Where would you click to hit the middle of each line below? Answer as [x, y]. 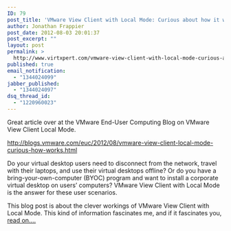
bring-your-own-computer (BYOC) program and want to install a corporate [113, 178]
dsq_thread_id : [29, 97]
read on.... [22, 220]
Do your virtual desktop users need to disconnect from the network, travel [112, 163]
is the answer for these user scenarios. [62, 192]
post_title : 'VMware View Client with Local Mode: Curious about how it [113, 20]
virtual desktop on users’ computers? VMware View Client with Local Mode [113, 185]
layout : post [26, 45]
